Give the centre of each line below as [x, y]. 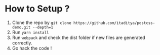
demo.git [21, 27]
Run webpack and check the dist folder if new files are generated [78, 37]
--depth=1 [43, 27]
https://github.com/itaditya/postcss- [114, 23]
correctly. [22, 42]
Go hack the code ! [32, 48]
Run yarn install [30, 32]
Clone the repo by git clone [42, 22]
